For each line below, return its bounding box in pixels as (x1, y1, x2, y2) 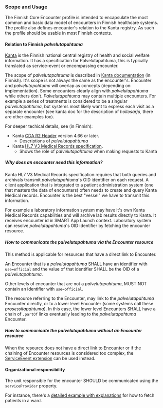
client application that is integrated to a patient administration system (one (5, 182, 154, 188)
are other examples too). (5, 113, 54, 119)
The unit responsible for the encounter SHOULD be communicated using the (5, 378, 159, 384)
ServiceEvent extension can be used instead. (5, 356, 96, 362)
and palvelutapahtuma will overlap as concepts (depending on (5, 82, 130, 89)
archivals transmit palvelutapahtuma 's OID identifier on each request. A (5, 177, 149, 183)
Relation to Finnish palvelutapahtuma (5, 41, 83, 47)
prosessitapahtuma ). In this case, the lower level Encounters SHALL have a (5, 306, 156, 312)
